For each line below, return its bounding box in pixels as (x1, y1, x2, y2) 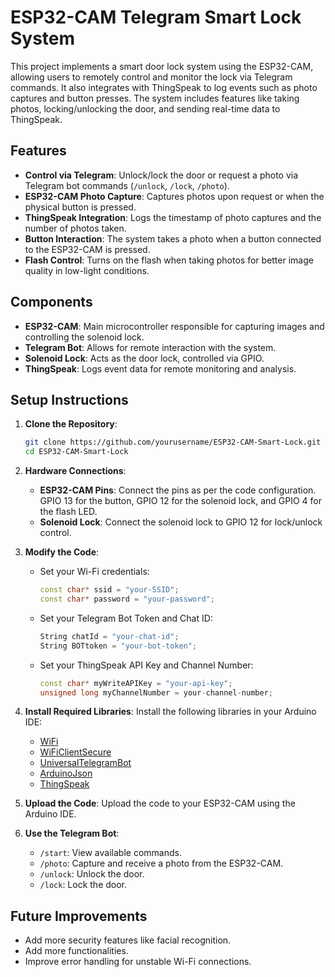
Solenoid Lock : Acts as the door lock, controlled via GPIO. (24, 352, 265, 364)
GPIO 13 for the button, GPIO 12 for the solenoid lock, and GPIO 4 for (39, 495, 322, 507)
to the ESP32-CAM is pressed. (24, 243, 151, 255)
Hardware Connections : (24, 465, 127, 477)
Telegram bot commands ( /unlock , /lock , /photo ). (24, 179, 230, 191)
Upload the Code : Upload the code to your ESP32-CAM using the (24, 797, 296, 810)
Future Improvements (10, 907, 148, 925)
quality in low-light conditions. (24, 264, 150, 276)
